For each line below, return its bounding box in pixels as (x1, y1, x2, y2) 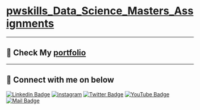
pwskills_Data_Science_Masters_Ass (6, 4, 194, 18)
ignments (6, 17, 55, 30)
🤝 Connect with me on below (6, 75, 114, 85)
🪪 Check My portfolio (6, 48, 86, 58)
